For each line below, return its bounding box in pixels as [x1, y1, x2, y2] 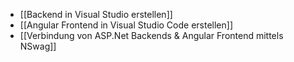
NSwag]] [19, 40, 57, 52]
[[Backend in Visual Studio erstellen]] [19, 9, 173, 20]
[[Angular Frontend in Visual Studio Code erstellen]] [19, 19, 234, 31]
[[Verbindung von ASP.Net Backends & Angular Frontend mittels [19, 30, 284, 41]
